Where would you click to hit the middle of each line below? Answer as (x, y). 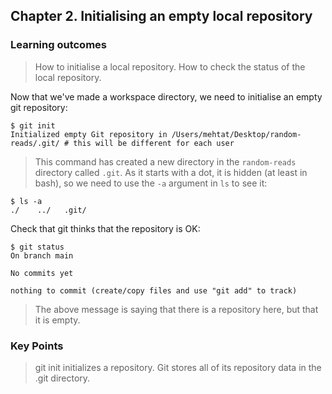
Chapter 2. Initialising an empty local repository (161, 16)
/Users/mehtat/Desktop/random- (236, 134)
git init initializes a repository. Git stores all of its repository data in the (178, 367)
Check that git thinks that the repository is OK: (105, 228)
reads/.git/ (35, 143)
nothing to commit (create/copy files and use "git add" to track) (154, 290)
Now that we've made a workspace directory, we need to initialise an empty (166, 96)
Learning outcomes (58, 45)
